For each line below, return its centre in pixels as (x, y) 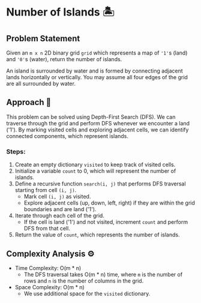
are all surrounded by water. (41, 83)
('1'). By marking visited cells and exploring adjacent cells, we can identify (97, 130)
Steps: (16, 151)
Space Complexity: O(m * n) (50, 287)
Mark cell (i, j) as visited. (57, 197)
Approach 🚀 (29, 102)
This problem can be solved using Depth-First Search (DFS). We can (91, 117)
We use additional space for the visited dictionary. (87, 293)
